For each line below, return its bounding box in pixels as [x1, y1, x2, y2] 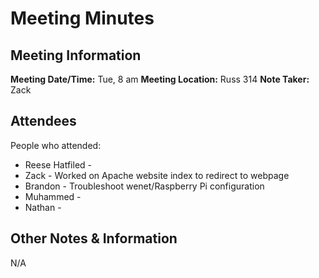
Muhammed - [24, 190, 82, 202]
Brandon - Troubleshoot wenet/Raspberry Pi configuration [24, 180, 265, 192]
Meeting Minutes [10, 7, 155, 30]
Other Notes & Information [10, 230, 178, 247]
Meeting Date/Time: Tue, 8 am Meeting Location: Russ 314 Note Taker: [10, 73, 310, 85]
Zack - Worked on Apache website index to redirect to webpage [24, 169, 290, 181]
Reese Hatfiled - [24, 158, 92, 171]
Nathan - [24, 201, 62, 213]
